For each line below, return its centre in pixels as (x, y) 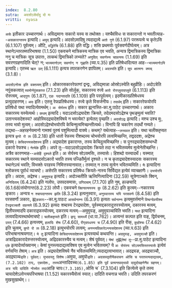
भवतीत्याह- (156, 34)
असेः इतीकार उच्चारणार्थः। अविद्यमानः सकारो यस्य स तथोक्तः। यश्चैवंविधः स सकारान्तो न (76, 34)
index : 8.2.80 (21, 10)
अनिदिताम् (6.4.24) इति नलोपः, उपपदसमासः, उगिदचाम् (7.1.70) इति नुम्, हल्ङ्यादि (71, 182)
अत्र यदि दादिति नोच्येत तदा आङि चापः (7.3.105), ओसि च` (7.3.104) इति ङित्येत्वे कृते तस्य (80, 268)
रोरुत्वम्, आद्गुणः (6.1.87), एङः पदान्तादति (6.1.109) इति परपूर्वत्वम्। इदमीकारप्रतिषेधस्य (75, 96)
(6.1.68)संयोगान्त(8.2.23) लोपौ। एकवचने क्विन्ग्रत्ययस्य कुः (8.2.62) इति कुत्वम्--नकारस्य (80, 188)
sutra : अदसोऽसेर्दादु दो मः (28, 15)
